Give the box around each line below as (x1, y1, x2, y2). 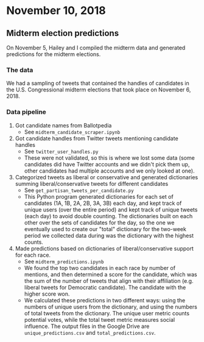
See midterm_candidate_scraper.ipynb (24, 128, 121, 135)
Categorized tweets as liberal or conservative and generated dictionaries (15, 173, 199, 180)
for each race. (15, 251, 51, 258)
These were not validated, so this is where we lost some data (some (24, 154, 195, 162)
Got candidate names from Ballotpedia (15, 121, 112, 129)
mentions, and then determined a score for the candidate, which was (24, 271, 197, 278)
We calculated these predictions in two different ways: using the (24, 296, 186, 304)
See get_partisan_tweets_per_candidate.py (24, 187, 134, 194)
